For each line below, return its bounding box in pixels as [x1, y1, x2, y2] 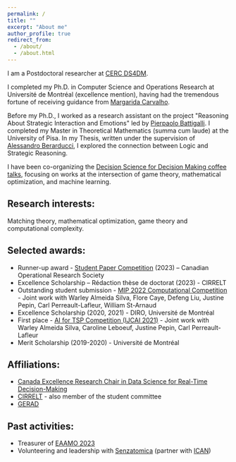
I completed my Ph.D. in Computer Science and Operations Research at [7, 83, 215, 91]
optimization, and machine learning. [7, 177, 111, 186]
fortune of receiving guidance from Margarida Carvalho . [7, 97, 170, 106]
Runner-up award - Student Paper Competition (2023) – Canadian [17, 263, 209, 272]
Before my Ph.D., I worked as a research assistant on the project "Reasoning [7, 111, 229, 120]
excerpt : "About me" [7, 23, 68, 30]
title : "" [7, 17, 37, 24]
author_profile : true [7, 30, 71, 37]
